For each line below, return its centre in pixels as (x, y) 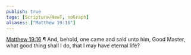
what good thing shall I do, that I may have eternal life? (73, 46)
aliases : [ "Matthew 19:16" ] (41, 22)
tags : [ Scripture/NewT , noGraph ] (48, 17)
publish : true (24, 12)
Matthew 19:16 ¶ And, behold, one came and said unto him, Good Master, (96, 40)
